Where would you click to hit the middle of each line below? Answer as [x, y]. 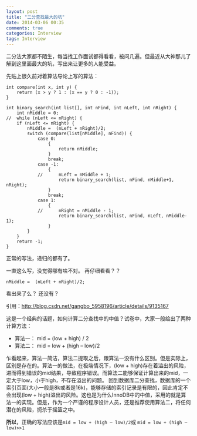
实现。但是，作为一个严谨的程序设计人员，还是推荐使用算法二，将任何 [106, 402]
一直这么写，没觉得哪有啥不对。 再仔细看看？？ [63, 271]
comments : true [25, 28]
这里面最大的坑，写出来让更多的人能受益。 [67, 63]
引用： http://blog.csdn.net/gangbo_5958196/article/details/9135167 [87, 306]
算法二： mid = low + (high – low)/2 [57, 346]
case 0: [47, 139]
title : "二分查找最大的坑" [35, 17]
